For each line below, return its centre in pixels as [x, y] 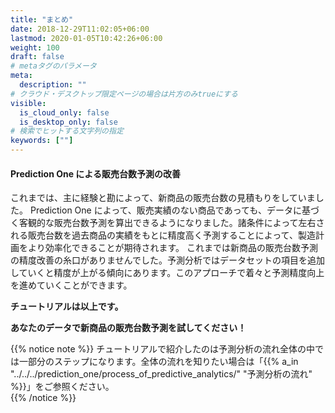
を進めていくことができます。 [71, 285]
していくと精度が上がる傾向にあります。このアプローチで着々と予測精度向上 [167, 273]
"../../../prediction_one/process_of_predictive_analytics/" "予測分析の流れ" [161, 374]
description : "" [53, 85]
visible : [28, 103]
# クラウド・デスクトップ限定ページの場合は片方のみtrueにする [124, 94]
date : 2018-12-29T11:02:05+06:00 [80, 29]
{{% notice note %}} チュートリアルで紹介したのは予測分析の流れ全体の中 [163, 349]
